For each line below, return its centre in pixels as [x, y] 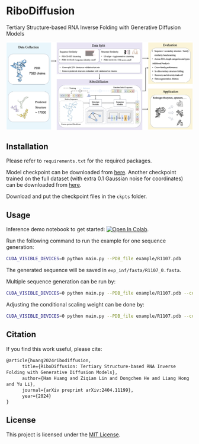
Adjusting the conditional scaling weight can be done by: [75, 305]
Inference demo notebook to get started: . [78, 229]
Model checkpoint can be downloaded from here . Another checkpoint [91, 173]
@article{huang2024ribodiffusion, [49, 360]
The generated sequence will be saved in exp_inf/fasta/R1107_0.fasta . [94, 270]
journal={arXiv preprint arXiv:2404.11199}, [78, 390]
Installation [27, 147]
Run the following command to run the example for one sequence [86, 241]
